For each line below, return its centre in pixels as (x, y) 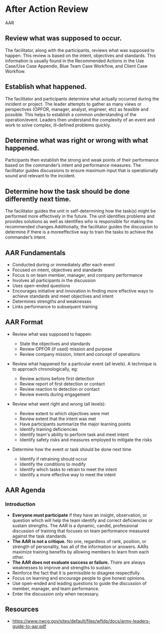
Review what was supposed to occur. (64, 38)
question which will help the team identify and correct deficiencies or (82, 520)
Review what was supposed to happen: (52, 334)
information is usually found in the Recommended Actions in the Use (75, 61)
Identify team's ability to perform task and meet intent (74, 434)
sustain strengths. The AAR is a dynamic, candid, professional (75, 525)
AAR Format (24, 322)
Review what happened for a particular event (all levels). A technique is (84, 364)
